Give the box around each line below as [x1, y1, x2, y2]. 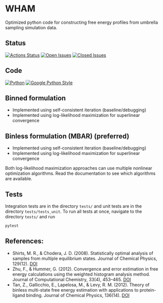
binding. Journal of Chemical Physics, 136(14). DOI [26, 292, 130, 298]
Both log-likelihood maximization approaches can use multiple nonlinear [5, 165, 153, 171]
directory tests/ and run [5, 214, 55, 219]
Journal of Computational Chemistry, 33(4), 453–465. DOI [12, 276, 131, 282]
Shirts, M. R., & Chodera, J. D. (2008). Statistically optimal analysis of [12, 250, 154, 256]
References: [5, 237, 44, 246]
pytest [5, 223, 19, 228]
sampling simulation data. [5, 24, 57, 30]
